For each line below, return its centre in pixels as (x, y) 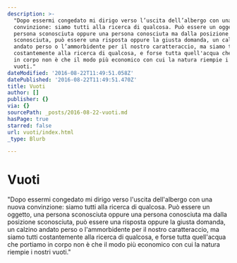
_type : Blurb (26, 139)
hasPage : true (28, 119)
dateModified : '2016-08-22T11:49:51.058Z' (71, 73)
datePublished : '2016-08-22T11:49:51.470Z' (72, 80)
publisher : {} (28, 100)
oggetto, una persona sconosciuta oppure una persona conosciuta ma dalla (117, 215)
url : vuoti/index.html (41, 132)
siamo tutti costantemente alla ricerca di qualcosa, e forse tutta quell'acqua (117, 237)
